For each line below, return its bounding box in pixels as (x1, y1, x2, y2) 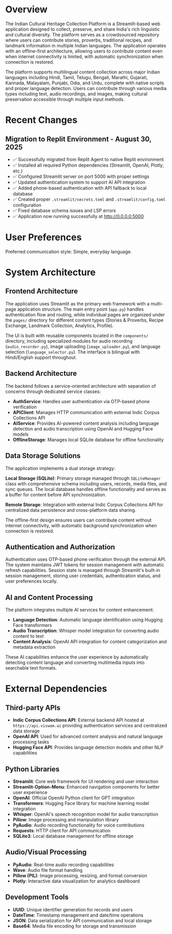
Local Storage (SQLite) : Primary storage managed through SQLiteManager (5, 475, 161, 481)
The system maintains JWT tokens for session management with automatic (5, 562, 164, 568)
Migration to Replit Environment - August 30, (5, 135, 151, 143)
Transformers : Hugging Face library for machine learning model (12, 800, 149, 806)
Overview (5, 4, 48, 15)
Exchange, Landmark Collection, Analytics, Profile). (5, 322, 114, 329)
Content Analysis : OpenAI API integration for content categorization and (12, 639, 167, 645)
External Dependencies (5, 683, 107, 695)
